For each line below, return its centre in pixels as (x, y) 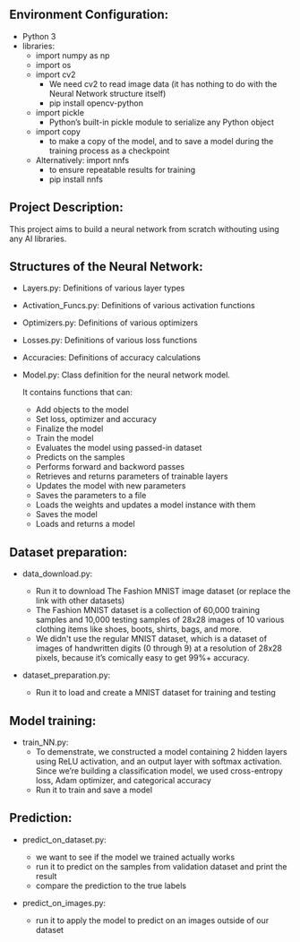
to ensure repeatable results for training (122, 169)
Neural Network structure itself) (107, 93)
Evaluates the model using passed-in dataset (119, 448)
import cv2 (56, 74)
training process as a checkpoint (109, 151)
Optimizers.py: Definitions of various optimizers (110, 323)
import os (53, 65)
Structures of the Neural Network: (106, 267)
